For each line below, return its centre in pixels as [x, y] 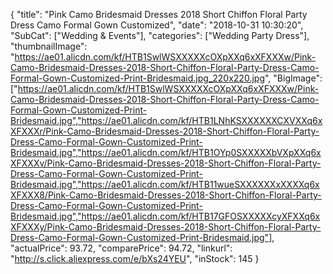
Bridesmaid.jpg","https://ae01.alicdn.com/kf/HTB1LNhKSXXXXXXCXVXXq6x [166, 120]
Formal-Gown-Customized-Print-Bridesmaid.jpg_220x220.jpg [137, 78]
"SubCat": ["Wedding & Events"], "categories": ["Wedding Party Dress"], [160, 35]
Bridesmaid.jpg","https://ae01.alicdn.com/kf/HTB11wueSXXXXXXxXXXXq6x [165, 184]
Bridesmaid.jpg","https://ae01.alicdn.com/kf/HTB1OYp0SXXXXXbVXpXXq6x [166, 152]
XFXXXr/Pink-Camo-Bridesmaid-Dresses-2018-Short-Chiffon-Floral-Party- [165, 131]
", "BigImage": [293, 78]
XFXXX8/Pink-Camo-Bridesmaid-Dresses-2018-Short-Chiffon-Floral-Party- [166, 195]
